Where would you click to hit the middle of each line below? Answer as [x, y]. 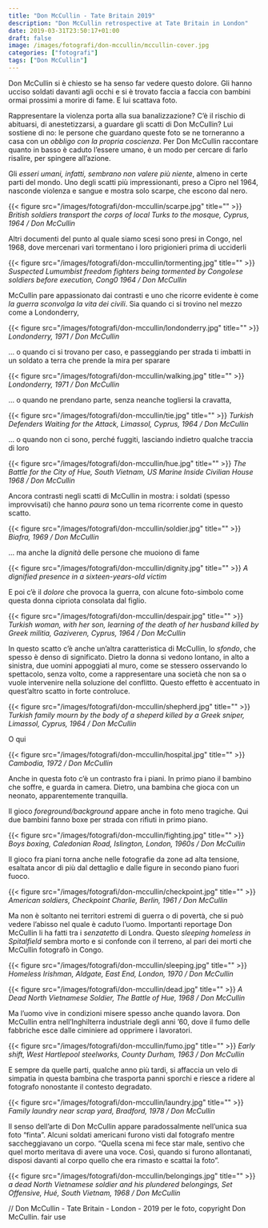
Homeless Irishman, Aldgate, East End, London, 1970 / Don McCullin [121, 973]
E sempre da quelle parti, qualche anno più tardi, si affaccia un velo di [123, 1069]
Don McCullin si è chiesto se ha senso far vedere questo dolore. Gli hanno [130, 83]
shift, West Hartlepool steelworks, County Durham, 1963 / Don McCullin [126, 1054]
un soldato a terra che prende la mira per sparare [89, 360]
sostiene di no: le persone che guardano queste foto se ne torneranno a [127, 132]
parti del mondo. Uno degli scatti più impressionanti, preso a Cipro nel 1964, [133, 182]
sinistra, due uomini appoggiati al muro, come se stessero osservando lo [128, 665]
